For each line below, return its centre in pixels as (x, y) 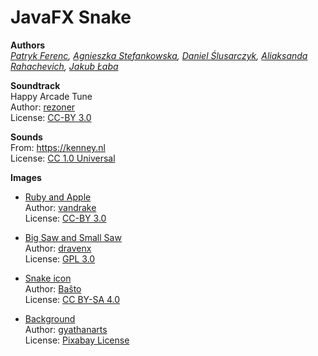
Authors (28, 45)
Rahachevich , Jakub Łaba (64, 66)
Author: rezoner (43, 107)
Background (50, 318)
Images (26, 177)
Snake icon (48, 278)
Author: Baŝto (53, 288)
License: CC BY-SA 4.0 (72, 299)
